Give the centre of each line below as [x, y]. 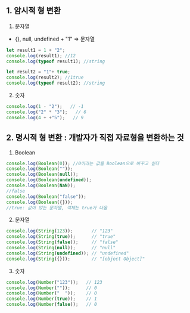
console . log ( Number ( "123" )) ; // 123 [54, 282]
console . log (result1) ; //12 [41, 55]
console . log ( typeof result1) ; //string [56, 61]
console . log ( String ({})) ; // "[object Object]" [76, 259]
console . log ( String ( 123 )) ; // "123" [60, 231]
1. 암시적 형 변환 [34, 11]
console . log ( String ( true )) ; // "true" [61, 237]
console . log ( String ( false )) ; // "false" [62, 242]
